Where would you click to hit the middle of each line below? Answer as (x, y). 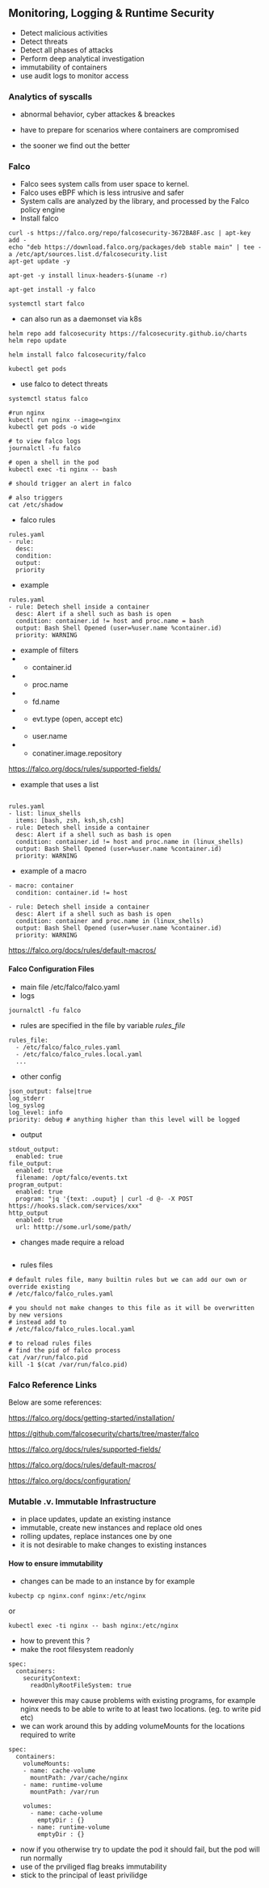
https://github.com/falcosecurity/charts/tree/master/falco (104, 1433)
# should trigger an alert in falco (70, 484)
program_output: (36, 1184)
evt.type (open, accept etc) (78, 719)
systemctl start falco (46, 304)
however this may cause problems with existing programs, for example (138, 1700)
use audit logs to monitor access (74, 75)
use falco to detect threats (64, 384)
